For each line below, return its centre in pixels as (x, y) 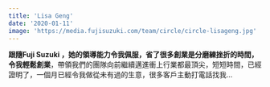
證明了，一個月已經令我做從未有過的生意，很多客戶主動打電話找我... (121, 75)
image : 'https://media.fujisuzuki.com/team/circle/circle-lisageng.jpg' (133, 31)
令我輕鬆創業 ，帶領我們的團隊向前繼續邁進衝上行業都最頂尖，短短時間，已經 (135, 64)
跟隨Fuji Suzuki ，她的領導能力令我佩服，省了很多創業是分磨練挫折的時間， (133, 55)
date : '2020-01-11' (41, 23)
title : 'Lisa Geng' (41, 16)
